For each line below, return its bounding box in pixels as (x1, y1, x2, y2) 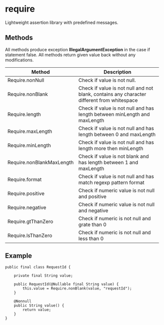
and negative (78, 207, 108, 214)
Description (103, 68, 132, 75)
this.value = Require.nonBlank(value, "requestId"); (22, 286, 132, 291)
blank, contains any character (78, 91, 146, 97)
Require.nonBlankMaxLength (7, 159, 74, 166)
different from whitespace (78, 96, 138, 103)
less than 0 (78, 235, 104, 242)
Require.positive (7, 190, 45, 197)
